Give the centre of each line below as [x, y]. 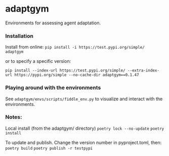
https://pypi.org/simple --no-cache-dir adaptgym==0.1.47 [77, 75]
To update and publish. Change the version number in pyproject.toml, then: [83, 142]
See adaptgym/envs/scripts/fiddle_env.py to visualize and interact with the [84, 99]
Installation [19, 36]
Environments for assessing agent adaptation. [53, 23]
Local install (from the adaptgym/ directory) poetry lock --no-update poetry [85, 128]
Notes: [14, 117]
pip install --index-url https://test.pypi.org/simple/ [65, 71]
